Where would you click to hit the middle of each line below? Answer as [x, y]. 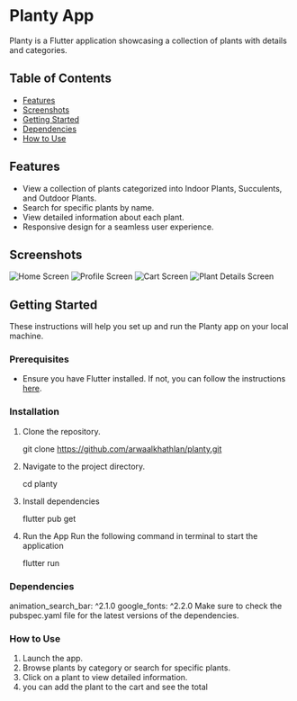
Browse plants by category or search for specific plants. [126, 668]
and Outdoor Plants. [59, 198]
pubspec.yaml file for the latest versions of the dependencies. [124, 616]
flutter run [41, 562]
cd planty [40, 483]
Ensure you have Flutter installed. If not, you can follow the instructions [154, 379]
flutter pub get [49, 518]
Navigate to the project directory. [84, 466]
